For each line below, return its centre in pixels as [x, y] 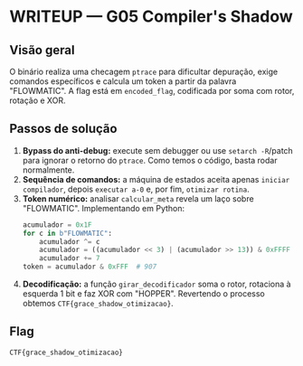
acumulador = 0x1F [57, 225]
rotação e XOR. [38, 100]
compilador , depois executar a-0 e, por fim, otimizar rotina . [136, 189]
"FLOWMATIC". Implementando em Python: [104, 208]
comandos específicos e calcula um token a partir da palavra [123, 81]
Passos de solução [63, 129]
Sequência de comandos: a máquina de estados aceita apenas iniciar [156, 179]
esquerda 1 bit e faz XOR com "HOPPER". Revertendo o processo [143, 294]
